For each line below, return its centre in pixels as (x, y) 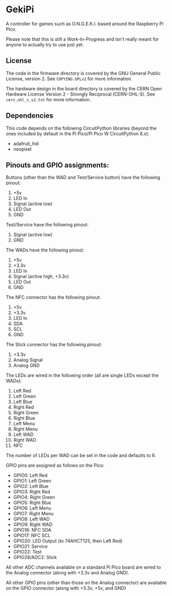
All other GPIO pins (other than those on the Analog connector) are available (86, 583)
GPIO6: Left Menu (32, 508)
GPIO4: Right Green (34, 497)
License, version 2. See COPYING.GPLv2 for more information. (69, 79)
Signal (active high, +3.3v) (41, 277)
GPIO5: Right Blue (32, 503)
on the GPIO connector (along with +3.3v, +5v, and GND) (66, 588)
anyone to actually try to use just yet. (45, 44)
